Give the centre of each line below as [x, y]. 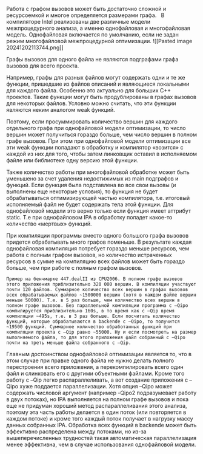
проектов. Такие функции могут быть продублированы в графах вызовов [101, 97]
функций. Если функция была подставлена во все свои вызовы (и [91, 185]
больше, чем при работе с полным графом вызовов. [75, 268]
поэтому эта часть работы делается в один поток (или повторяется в [96, 412]
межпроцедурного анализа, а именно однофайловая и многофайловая [98, 28]
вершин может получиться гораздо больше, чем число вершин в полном [102, 134]
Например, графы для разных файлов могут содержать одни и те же [96, 77]
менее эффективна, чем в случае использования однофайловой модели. [101, 444]
